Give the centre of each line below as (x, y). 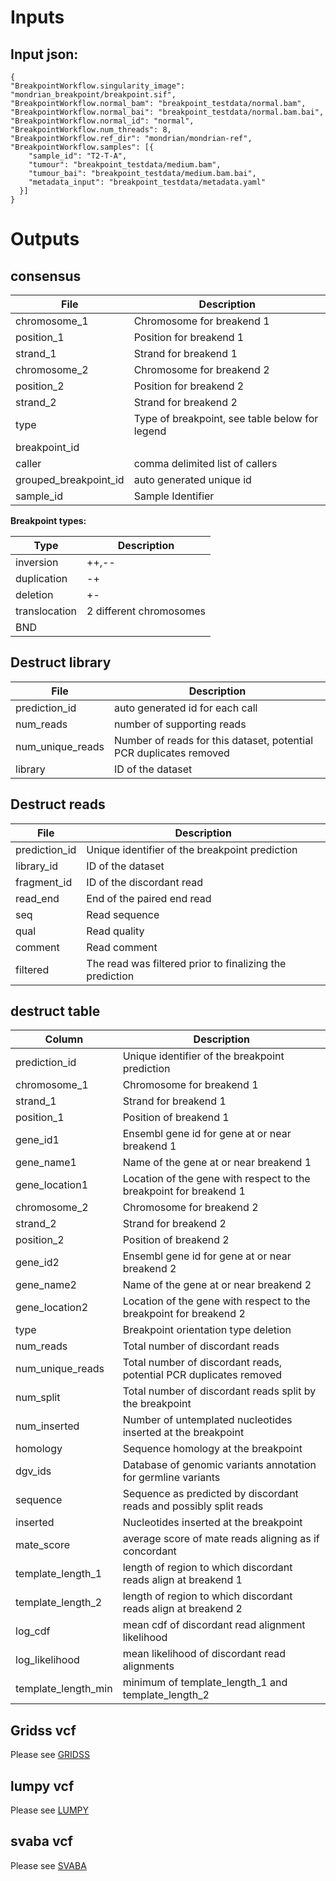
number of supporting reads (180, 724)
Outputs (45, 239)
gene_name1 (46, 1163)
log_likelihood (47, 1660)
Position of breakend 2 (176, 1240)
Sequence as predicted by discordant (210, 1494)
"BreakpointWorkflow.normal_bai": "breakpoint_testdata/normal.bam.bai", (167, 112)
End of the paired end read (149, 898)
